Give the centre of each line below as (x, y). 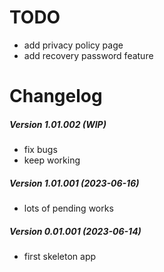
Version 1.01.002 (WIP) (58, 124)
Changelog (56, 96)
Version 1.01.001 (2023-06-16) (74, 183)
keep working (52, 160)
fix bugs (40, 150)
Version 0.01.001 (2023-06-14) (75, 231)
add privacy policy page (73, 45)
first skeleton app (60, 257)
